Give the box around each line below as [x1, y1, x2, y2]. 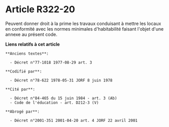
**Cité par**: [5, 87, 36, 92]
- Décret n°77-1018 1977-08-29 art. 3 [10, 60, 93, 65]
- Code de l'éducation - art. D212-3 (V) [10, 100, 99, 105]
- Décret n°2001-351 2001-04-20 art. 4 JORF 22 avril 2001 [10, 118, 138, 123]
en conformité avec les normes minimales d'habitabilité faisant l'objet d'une [5, 26, 164, 32]
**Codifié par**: [5, 69, 42, 74]
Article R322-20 [5, 4, 75, 15]
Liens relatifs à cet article [5, 41, 60, 47]
